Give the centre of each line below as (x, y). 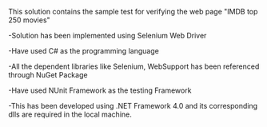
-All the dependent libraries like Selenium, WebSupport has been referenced (134, 66)
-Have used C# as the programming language (84, 51)
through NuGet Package (48, 75)
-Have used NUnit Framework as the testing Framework (100, 90)
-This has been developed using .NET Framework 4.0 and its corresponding (133, 106)
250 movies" (29, 20)
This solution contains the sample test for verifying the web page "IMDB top (133, 12)
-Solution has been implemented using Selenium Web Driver (108, 36)
